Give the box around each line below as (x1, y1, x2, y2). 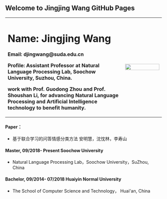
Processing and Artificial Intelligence (7, 98, 98, 105)
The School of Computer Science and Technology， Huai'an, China (12, 188, 151, 194)
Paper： (5, 124, 22, 130)
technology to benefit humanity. (7, 104, 86, 111)
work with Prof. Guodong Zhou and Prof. (7, 86, 106, 93)
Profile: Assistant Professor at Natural (7, 62, 100, 69)
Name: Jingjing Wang (7, 32, 111, 45)
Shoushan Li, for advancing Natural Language (7, 92, 119, 99)
